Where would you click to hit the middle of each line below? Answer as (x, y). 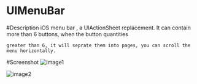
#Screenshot (23, 62)
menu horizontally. (31, 51)
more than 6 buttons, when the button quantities (68, 34)
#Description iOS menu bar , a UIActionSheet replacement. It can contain (99, 28)
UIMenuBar (36, 11)
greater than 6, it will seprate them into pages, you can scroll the (98, 45)
